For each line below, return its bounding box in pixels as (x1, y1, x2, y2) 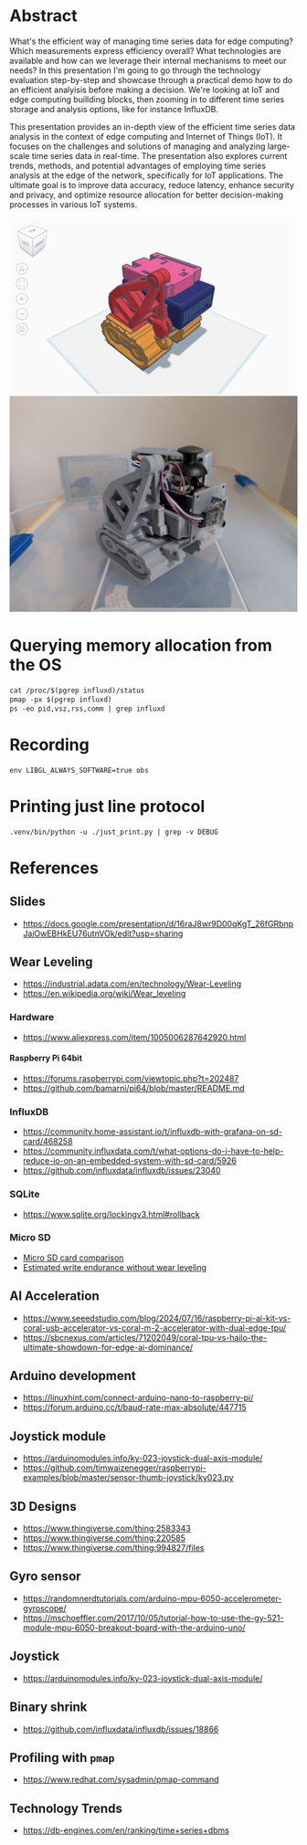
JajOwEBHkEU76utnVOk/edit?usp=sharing (22, 928, 184, 939)
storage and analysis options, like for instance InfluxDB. (9, 103, 219, 114)
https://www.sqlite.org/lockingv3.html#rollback (22, 1208, 200, 1219)
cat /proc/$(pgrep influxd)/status (9, 686, 145, 695)
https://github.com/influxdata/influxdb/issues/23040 (22, 1165, 221, 1176)
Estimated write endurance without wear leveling (22, 1261, 207, 1272)
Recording (9, 734, 90, 754)
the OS (9, 654, 62, 675)
